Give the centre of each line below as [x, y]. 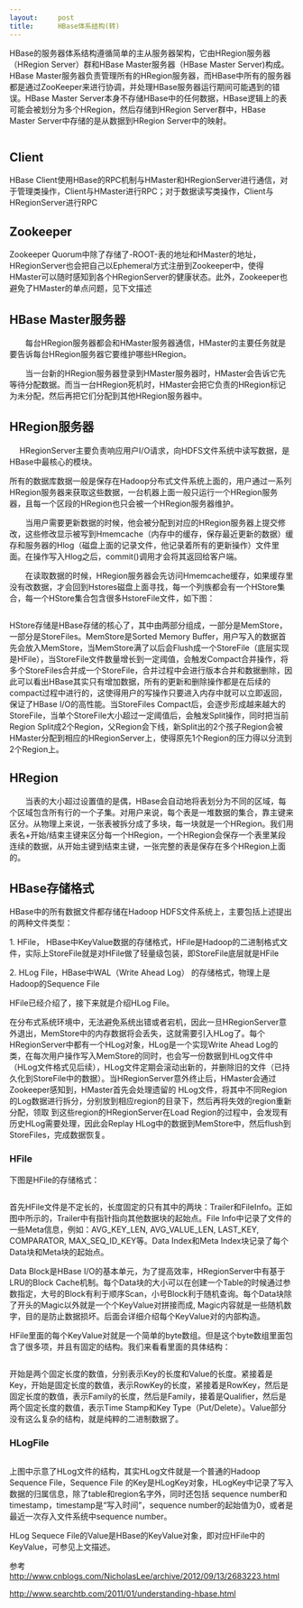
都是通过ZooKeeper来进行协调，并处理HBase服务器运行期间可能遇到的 [141, 87]
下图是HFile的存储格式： [55, 1180]
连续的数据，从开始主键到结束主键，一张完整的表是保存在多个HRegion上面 [148, 846]
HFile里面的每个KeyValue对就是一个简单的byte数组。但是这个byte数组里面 [147, 1335]
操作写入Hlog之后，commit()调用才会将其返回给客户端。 [137, 556]
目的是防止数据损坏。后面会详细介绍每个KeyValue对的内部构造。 [145, 1316]
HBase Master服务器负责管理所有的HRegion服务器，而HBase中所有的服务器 [150, 75]
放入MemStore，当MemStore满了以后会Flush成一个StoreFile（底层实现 [157, 648]
